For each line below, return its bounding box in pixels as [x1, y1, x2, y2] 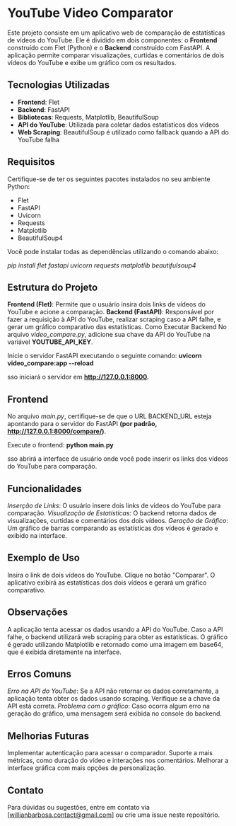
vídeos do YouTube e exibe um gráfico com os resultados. [7, 58, 177, 67]
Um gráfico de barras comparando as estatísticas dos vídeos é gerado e [7, 524, 218, 532]
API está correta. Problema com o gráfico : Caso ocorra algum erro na [7, 702, 211, 711]
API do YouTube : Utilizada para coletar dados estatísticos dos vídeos [17, 120, 220, 129]
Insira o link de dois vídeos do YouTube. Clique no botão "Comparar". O [7, 570, 216, 579]
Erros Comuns [7, 668, 72, 680]
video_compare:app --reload [7, 359, 94, 367]
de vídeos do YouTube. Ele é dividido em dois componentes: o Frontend [7, 35, 218, 44]
